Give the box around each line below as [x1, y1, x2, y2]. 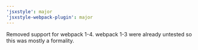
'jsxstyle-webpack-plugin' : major [6, 14, 94, 20]
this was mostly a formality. [6, 37, 74, 44]
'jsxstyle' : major [6, 8, 53, 15]
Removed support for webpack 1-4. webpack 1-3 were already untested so [6, 30, 192, 37]
